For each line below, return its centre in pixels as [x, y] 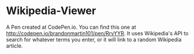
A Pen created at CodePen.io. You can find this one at [71, 27]
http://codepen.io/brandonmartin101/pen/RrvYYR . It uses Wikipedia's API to [97, 33]
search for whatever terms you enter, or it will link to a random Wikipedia [94, 39]
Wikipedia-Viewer [51, 11]
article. [14, 46]
